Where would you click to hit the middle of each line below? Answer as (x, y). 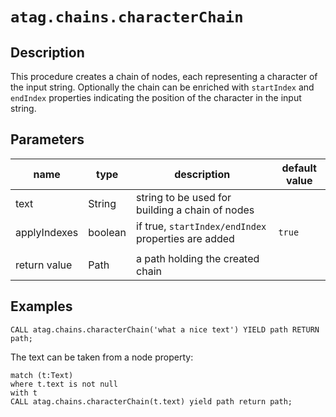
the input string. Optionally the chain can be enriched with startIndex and (162, 87)
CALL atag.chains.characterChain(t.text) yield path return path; (151, 401)
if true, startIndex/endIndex (201, 226)
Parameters (47, 139)
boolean (107, 232)
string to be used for (184, 197)
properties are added (185, 238)
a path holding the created (198, 258)
